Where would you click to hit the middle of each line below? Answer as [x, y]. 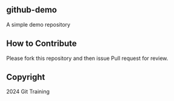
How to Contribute [42, 44]
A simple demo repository [38, 24]
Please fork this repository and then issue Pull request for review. [87, 58]
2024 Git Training [28, 92]
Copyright [26, 77]
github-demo [32, 10]
